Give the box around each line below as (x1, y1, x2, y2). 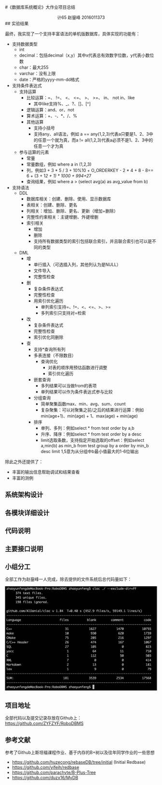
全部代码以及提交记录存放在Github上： (5, 715, 82, 721)
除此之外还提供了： (5, 459, 43, 464)
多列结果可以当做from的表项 (40, 383, 97, 389)
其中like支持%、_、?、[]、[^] (33, 101, 91, 107)
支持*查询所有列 (33, 346, 66, 352)
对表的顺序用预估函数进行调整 (48, 365, 108, 370)
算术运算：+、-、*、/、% (26, 113, 77, 119)
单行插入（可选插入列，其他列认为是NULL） (33, 262, 121, 267)
